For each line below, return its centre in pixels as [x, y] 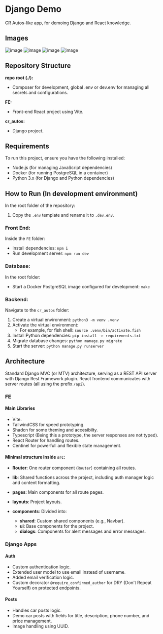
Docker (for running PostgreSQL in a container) [60, 173]
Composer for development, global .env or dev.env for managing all [81, 87]
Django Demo [33, 9]
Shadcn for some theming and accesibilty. [55, 430]
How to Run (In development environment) [71, 194]
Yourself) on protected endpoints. [47, 588]
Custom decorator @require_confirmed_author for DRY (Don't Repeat [82, 583]
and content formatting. [36, 483]
